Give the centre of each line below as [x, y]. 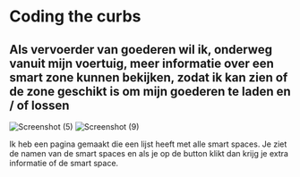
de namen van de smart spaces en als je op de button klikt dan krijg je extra [149, 153]
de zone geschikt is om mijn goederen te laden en [150, 91]
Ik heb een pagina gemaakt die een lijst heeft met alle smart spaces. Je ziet [148, 144]
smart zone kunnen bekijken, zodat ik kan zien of [149, 77]
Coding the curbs [75, 17]
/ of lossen [39, 105]
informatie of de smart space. [64, 163]
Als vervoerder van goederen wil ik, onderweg [141, 50]
